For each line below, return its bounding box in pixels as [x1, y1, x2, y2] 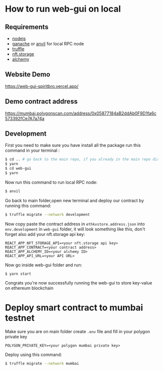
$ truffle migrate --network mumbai [5, 361, 79, 366]
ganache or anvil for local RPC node [12, 41, 84, 47]
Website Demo [5, 71, 50, 79]
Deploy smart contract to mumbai [5, 302, 143, 313]
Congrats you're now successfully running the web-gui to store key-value [5, 280, 152, 285]
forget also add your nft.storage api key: [5, 231, 85, 237]
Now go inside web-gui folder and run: [5, 262, 82, 268]
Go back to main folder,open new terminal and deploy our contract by [5, 197, 144, 203]
